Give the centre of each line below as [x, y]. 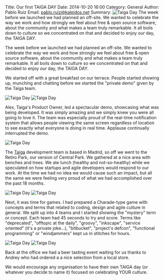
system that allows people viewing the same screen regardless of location [80, 123]
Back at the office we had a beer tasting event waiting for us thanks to [76, 252]
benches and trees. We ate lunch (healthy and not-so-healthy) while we [77, 162]
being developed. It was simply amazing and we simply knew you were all [80, 112]
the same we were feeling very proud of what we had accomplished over [79, 178]
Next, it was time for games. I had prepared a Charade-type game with [76, 202]
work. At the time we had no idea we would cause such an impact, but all [79, 173]
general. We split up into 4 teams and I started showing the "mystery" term [81, 213]
